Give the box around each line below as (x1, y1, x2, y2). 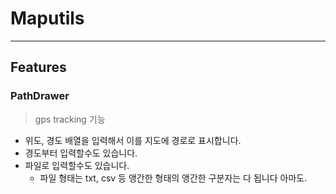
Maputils (10, 7, 85, 30)
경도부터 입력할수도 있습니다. (24, 147, 138, 159)
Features (10, 59, 67, 76)
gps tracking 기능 (34, 113, 106, 125)
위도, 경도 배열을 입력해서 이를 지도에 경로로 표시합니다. (24, 134, 242, 146)
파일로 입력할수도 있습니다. (24, 159, 130, 171)
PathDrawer (10, 89, 70, 103)
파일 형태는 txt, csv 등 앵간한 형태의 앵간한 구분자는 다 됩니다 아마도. (39, 172, 308, 184)
